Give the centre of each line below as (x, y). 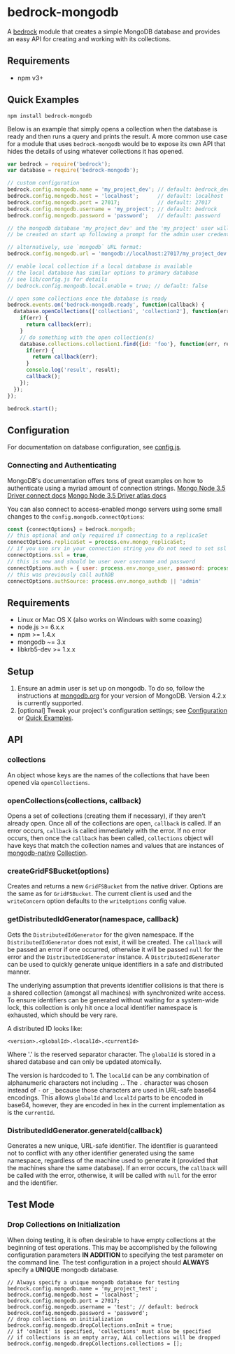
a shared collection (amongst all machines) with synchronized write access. (116, 993)
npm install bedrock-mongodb (50, 116)
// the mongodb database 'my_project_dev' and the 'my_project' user (111, 228)
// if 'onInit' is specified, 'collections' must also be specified (109, 1331)
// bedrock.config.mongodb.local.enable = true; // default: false (108, 286)
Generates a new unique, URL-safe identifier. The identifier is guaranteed (113, 1145)
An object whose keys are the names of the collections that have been (108, 775)
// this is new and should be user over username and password (101, 561)
